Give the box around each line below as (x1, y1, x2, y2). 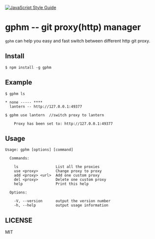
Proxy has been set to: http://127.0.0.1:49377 (14, 121, 113, 126)
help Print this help (14, 181, 89, 187)
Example (5, 78, 32, 87)
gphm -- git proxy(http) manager (5, 22, 141, 33)
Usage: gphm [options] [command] (5, 147, 74, 152)
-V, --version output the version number (14, 198, 111, 204)
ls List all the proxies (14, 164, 100, 170)
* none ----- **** (5, 100, 43, 105)
